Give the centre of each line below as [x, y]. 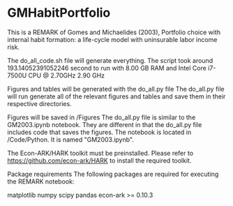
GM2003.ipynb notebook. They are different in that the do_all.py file [105, 124]
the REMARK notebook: [41, 181]
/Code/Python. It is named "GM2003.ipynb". [71, 139]
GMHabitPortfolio [59, 13]
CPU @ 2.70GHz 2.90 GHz [67, 75]
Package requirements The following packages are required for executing [113, 174]
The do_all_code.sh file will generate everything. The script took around [110, 60]
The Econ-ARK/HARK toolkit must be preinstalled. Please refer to [100, 153]
